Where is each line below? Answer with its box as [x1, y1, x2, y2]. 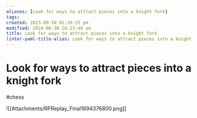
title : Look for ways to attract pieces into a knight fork [6, 31, 158, 37]
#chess [6, 93, 25, 100]
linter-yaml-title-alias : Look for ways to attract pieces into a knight [6, 36, 192, 42]
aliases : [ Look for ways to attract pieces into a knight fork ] [6, 8, 168, 15]
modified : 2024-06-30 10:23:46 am [6, 25, 92, 31]
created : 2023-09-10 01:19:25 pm [6, 19, 89, 25]
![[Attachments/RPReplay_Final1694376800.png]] [6, 104, 127, 112]
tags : [6, 14, 20, 20]
